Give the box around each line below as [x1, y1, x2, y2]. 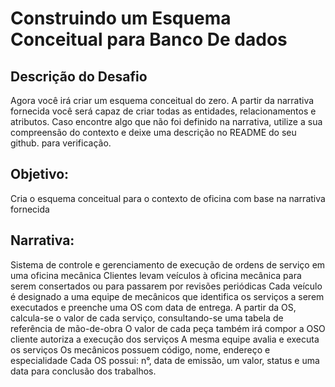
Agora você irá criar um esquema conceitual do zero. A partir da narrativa [10, 95, 315, 106]
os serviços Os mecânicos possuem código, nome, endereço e [10, 343, 271, 356]
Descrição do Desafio [10, 68, 148, 85]
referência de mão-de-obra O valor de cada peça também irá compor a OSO [10, 322, 326, 334]
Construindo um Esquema [10, 7, 232, 30]
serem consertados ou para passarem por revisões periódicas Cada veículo [10, 280, 323, 292]
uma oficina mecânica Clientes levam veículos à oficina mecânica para [10, 269, 302, 281]
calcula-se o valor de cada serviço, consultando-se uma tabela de [10, 312, 284, 324]
